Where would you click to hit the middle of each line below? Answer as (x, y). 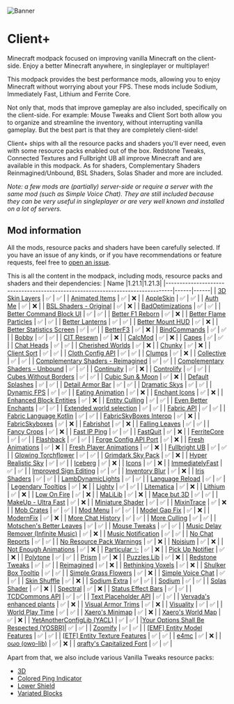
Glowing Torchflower (45, 455)
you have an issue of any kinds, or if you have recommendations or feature (115, 255)
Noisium (184, 541)
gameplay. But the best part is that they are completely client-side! (103, 130)
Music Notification (133, 533)
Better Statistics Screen (41, 329)
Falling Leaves (160, 424)
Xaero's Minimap (109, 612)
